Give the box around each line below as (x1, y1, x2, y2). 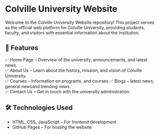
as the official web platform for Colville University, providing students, (5, 24, 145, 30)
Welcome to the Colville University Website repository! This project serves (5, 19, 155, 25)
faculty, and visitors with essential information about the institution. (5, 30, 140, 35)
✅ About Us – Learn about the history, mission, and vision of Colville (5, 67, 142, 73)
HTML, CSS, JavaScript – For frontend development (12, 119, 117, 125)
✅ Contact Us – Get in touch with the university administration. (5, 88, 131, 94)
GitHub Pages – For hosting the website (12, 124, 92, 130)
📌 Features (5, 44, 39, 52)
